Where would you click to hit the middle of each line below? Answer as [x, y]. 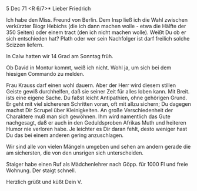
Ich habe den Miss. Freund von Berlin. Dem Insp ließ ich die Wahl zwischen [97, 20]
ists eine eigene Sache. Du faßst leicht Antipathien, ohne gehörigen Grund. [97, 98]
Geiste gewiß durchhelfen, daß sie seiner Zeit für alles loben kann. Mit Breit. [98, 91]
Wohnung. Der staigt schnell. [41, 170]
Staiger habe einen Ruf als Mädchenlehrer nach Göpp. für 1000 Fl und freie [97, 164]
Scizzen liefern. [25, 45]
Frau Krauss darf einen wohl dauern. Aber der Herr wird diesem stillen [91, 85]
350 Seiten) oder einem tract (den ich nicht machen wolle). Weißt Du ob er [96, 32]
